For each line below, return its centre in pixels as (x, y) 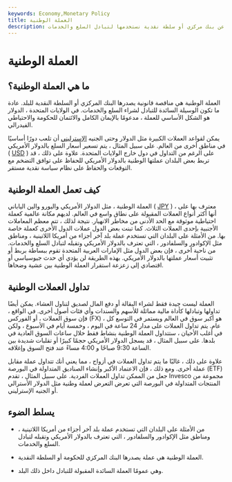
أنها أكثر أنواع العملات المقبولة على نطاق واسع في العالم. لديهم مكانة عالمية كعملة (112, 214)
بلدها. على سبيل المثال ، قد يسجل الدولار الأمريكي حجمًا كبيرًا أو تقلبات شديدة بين (112, 340)
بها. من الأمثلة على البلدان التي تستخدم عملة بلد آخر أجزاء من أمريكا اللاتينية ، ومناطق (117, 235)
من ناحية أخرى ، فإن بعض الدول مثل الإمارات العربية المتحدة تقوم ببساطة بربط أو (112, 251)
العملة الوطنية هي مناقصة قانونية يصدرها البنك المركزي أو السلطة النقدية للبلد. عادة (114, 103)
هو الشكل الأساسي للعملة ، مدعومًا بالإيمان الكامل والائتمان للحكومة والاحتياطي (109, 118)
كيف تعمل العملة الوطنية (54, 189)
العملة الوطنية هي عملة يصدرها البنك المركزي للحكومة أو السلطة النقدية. (111, 457)
